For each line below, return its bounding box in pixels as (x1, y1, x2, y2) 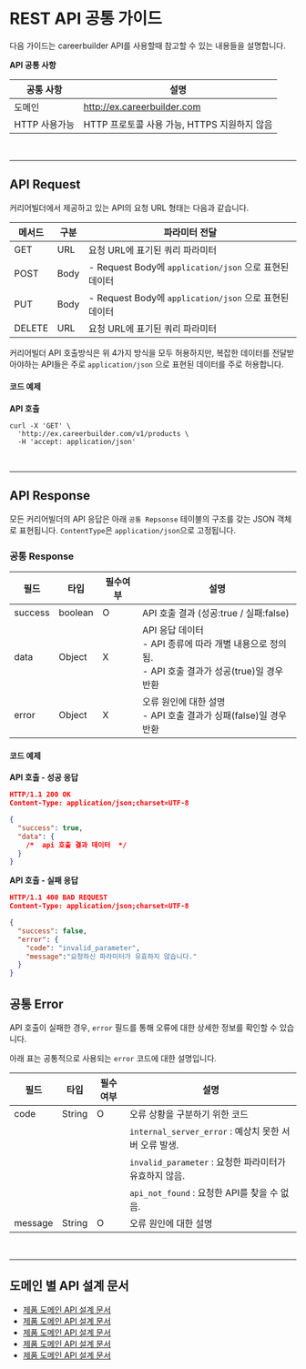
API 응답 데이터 (142, 624, 205, 637)
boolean (58, 606, 94, 619)
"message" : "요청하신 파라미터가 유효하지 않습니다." (25, 952, 198, 961)
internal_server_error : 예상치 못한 (128, 1125, 280, 1138)
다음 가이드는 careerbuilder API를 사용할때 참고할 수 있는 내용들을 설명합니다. (9, 40, 287, 51)
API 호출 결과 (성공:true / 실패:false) (142, 607, 290, 620)
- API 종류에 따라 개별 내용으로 (142, 638, 268, 651)
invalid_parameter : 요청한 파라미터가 (128, 1155, 286, 1168)
